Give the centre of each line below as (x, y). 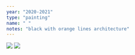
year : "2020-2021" (30, 12)
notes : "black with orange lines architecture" (68, 29)
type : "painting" (28, 18)
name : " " (19, 23)
